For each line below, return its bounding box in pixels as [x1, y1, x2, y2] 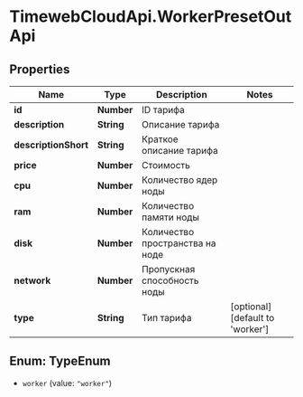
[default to [230, 312, 275, 324]
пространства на [141, 237, 216, 250]
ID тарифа [141, 104, 185, 116]
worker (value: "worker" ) [22, 377, 113, 388]
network [14, 274, 51, 287]
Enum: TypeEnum [9, 354, 111, 369]
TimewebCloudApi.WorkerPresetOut [9, 6, 292, 27]
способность [141, 274, 199, 287]
